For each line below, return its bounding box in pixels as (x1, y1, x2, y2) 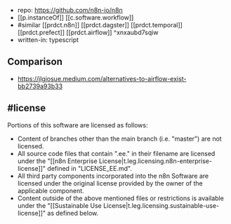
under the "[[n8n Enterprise (17, 157, 98, 165)
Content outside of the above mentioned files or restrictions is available (17, 194, 225, 202)
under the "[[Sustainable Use (17, 201, 102, 209)
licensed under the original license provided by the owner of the (17, 178, 203, 188)
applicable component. (17, 186, 84, 195)
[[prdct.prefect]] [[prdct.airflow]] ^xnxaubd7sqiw (17, 28, 159, 36)
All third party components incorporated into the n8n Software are (17, 171, 209, 180)
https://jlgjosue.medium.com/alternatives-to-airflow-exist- (17, 74, 187, 83)
